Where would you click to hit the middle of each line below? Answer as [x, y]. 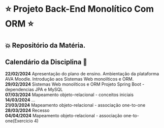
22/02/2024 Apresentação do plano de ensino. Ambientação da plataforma [82, 74]
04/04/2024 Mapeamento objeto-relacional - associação [64, 116]
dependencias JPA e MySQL [34, 90]
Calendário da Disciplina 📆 [46, 62]
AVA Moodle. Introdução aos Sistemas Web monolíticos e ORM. [69, 79]
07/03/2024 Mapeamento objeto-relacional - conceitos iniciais [69, 95]
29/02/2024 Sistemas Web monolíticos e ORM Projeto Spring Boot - [75, 84]
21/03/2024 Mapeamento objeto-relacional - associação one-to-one [75, 105]
